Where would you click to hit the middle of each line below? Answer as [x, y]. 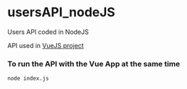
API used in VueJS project [46, 45]
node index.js [28, 78]
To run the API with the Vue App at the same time [94, 64]
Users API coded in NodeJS [48, 32]
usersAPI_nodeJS [62, 12]
